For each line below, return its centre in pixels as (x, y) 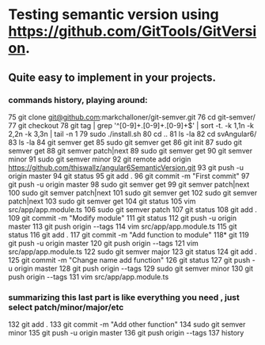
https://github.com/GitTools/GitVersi (132, 31)
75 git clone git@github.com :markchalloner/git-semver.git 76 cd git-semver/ (132, 117)
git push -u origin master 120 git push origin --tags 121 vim (104, 243)
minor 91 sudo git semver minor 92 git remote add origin (100, 159)
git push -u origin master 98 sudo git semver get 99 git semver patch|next (129, 184)
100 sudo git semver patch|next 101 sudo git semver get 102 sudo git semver (133, 192)
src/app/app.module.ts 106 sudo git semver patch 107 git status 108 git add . (132, 209)
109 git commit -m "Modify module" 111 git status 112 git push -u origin (123, 218)
